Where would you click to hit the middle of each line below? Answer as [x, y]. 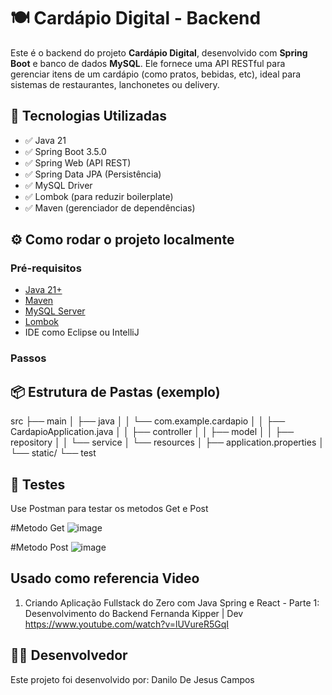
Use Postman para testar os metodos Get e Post [109, 508]
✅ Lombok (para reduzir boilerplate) [99, 196]
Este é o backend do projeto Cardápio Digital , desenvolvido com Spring [159, 52]
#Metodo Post [39, 547]
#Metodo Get [37, 527]
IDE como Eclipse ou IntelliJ [82, 332]
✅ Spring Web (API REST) [78, 162]
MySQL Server [55, 311]
